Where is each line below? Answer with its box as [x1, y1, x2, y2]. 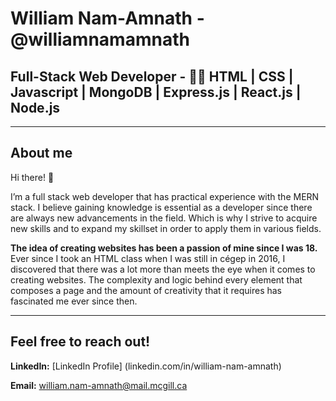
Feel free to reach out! [10, 333, 151, 351]
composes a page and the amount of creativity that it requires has [10, 284, 282, 296]
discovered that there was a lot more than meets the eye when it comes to [10, 263, 316, 275]
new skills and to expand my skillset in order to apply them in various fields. [10, 222, 322, 234]
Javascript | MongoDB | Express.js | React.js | [10, 83, 302, 101]
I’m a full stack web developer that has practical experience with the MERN [10, 190, 320, 202]
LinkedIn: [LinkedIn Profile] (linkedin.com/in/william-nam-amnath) [10, 360, 282, 372]
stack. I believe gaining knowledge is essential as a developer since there [10, 201, 313, 213]
